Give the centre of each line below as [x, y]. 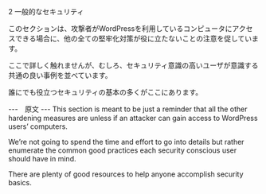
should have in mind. [43, 159]
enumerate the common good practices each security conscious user [123, 150]
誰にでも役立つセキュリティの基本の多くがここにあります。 [106, 92]
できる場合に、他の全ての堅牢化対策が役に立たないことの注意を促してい [133, 39]
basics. [20, 182]
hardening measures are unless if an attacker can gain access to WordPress [133, 118]
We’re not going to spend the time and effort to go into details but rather [126, 142]
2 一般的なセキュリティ [46, 12]
